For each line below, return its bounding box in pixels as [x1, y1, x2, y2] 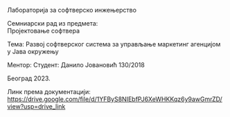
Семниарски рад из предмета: [7, 19, 98, 27]
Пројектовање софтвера [7, 27, 80, 35]
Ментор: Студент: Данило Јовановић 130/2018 [7, 61, 145, 69]
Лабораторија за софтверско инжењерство [7, 6, 137, 14]
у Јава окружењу [7, 48, 59, 55]
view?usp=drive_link [7, 102, 66, 110]
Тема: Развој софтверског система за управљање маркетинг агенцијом [7, 40, 221, 48]
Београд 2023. [7, 74, 51, 82]
